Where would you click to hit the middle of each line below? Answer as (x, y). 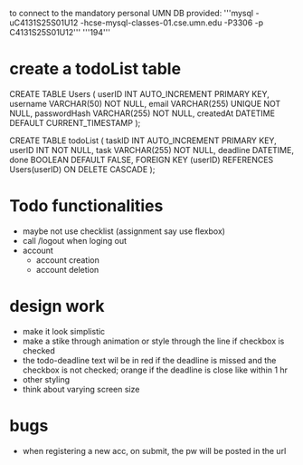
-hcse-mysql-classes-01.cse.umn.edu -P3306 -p (172, 23)
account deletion (67, 269)
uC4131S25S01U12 (44, 23)
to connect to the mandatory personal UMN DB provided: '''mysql (132, 13)
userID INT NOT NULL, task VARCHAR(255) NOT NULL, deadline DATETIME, (151, 150)
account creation (67, 260)
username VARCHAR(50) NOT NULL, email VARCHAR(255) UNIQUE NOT (145, 103)
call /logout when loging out (75, 240)
